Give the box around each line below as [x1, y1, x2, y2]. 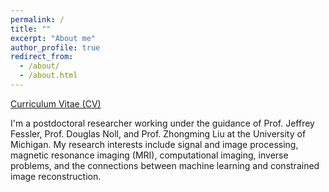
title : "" [10, 24, 52, 34]
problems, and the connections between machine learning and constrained [10, 159, 320, 171]
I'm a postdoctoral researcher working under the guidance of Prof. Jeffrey [10, 117, 315, 129]
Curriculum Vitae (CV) [10, 97, 102, 110]
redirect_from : [10, 52, 74, 62]
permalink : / [10, 14, 65, 25]
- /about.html [19, 71, 78, 81]
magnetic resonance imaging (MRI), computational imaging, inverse [10, 149, 289, 161]
